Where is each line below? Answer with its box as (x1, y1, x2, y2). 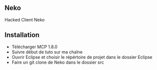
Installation (4, 31, 40, 39)
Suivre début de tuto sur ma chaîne (11, 49, 83, 55)
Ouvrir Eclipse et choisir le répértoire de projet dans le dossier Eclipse (11, 54, 153, 60)
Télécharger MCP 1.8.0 (11, 44, 58, 50)
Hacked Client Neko (4, 17, 45, 22)
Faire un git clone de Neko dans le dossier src (11, 59, 104, 65)
